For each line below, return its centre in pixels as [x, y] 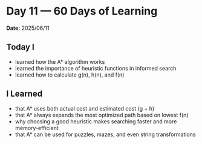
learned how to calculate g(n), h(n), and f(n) [70, 75]
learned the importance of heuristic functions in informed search [96, 68]
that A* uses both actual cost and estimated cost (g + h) [85, 108]
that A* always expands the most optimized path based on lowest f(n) [102, 115]
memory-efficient [37, 128]
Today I [20, 47]
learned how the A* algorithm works [60, 61]
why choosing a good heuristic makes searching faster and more [96, 121]
